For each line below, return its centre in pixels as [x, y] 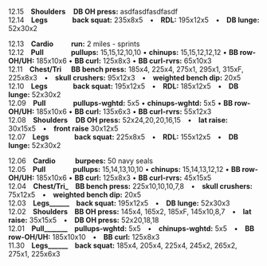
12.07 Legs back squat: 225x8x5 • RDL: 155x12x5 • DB [124, 137]
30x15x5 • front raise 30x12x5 [63, 128]
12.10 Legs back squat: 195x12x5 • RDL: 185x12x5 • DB [124, 86]
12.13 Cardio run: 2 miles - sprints [74, 44]
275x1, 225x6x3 [34, 254]
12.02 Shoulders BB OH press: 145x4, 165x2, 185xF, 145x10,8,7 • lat [130, 211]
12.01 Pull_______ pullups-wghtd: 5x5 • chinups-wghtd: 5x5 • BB [132, 229]
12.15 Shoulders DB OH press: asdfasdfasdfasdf [93, 12]
